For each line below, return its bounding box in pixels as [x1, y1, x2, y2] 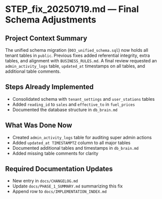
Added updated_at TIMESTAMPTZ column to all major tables [12, 140, 131, 146]
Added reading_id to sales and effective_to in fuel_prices [12, 101, 136, 107]
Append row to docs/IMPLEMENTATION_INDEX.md [12, 189, 107, 195]
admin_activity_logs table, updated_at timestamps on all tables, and [5, 63, 146, 69]
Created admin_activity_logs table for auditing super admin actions [12, 134, 152, 140]
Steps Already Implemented [5, 83, 94, 91]
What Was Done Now [5, 121, 72, 130]
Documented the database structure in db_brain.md [12, 106, 118, 113]
